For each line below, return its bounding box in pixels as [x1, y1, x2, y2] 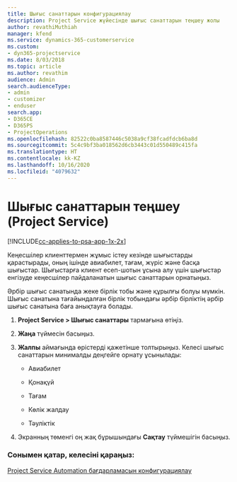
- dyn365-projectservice [7, 50, 81, 57]
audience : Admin [7, 76, 55, 83]
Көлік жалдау [28, 405, 69, 413]
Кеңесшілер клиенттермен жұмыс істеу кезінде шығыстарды [7, 250, 193, 259]
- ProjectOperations [7, 129, 69, 136]
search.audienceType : [7, 83, 71, 90]
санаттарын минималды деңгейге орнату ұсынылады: [17, 351, 182, 359]
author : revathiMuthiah [7, 23, 78, 30]
